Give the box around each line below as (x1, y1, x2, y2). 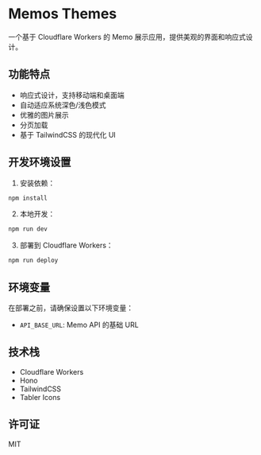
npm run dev (8, 225, 48, 233)
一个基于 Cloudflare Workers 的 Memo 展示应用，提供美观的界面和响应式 (8, 32, 246, 41)
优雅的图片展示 (19, 110, 69, 119)
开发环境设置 (8, 156, 71, 169)
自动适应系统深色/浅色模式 (19, 100, 106, 110)
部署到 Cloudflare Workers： (19, 240, 113, 251)
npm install (8, 194, 48, 202)
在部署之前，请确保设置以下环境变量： (8, 303, 133, 313)
